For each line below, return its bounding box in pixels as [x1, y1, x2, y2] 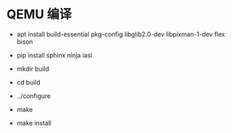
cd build [16, 78, 41, 86]
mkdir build [16, 64, 50, 73]
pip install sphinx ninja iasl [16, 50, 93, 59]
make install [16, 118, 52, 127]
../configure [16, 92, 51, 100]
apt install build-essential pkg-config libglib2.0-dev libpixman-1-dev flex [16, 29, 226, 38]
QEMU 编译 [6, 6, 71, 22]
